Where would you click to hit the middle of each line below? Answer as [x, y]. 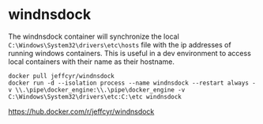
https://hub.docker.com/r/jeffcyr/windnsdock [81, 111]
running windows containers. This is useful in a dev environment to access [130, 53]
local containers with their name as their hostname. [92, 62]
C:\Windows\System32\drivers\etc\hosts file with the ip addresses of [120, 44]
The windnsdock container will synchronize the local [94, 36]
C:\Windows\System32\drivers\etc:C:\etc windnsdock [95, 96]
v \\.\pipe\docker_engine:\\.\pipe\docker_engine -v [97, 90]
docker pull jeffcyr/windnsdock [61, 76]
